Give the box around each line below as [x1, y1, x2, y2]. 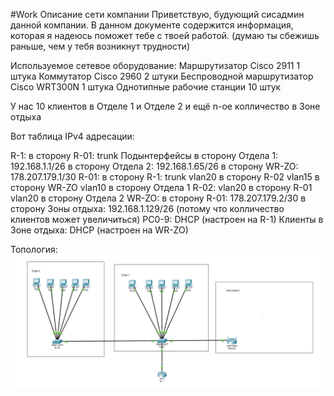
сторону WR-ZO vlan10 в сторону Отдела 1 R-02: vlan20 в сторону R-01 [10, 182, 313, 193]
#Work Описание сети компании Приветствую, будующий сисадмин [10, 9, 305, 20]
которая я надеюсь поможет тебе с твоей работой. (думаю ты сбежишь [10, 30, 320, 41]
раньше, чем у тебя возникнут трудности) [10, 40, 191, 52]
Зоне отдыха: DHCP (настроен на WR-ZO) [10, 224, 189, 236]
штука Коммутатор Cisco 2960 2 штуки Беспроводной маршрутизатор [10, 70, 314, 82]
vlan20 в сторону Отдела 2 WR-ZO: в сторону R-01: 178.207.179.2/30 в [10, 192, 307, 204]
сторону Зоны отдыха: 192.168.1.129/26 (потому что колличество [10, 203, 285, 214]
